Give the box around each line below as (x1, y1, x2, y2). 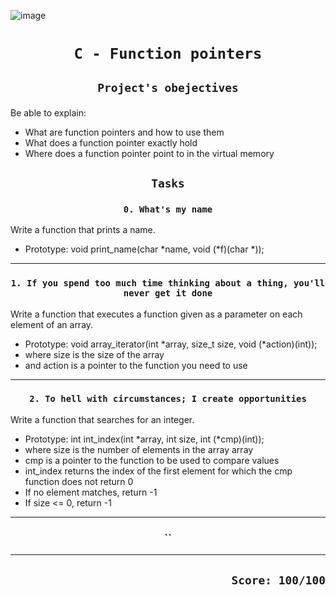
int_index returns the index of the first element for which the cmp (24, 465, 293, 477)
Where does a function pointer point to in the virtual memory (24, 147, 275, 159)
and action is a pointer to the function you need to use (24, 359, 248, 371)
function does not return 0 (24, 475, 134, 487)
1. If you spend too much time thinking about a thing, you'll (10, 278, 326, 289)
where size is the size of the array (24, 348, 165, 360)
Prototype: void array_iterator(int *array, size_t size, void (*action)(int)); (24, 338, 318, 350)
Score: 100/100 (231, 573, 326, 587)
